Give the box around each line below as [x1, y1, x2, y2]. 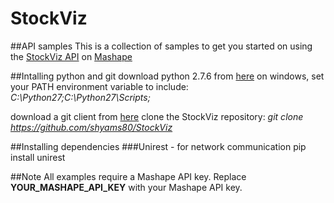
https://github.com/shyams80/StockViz [10, 121, 173, 133]
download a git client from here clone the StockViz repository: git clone [10, 110, 304, 122]
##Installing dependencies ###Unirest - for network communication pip [10, 140, 307, 152]
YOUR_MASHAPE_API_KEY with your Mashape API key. [10, 181, 243, 193]
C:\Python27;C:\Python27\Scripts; [10, 91, 151, 103]
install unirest [10, 151, 66, 163]
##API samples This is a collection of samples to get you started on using [10, 40, 313, 52]
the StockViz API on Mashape [10, 50, 133, 62]
